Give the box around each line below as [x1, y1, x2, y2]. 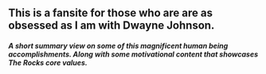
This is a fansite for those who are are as [8, 6, 213, 20]
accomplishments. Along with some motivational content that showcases [8, 49, 259, 59]
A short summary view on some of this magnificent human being [8, 41, 229, 50]
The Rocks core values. [8, 57, 88, 67]
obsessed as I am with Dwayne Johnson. [8, 19, 215, 33]
